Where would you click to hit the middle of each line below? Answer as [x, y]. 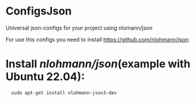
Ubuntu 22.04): [45, 77]
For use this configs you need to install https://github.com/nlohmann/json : [98, 39]
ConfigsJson [39, 11]
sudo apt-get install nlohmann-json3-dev [64, 93]
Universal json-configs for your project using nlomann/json [79, 28]
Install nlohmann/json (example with [98, 64]
